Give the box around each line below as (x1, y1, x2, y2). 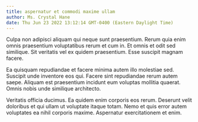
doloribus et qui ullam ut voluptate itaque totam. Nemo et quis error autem (6, 103, 187, 110)
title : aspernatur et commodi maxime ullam (6, 8, 116, 15)
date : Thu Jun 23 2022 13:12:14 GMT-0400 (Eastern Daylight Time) (6, 20, 174, 25)
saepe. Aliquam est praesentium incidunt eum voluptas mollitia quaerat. (6, 79, 181, 86)
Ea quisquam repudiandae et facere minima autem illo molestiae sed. (6, 66, 174, 73)
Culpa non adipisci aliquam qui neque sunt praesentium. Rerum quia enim (6, 36, 186, 43)
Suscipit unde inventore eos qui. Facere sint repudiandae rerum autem (6, 72, 178, 80)
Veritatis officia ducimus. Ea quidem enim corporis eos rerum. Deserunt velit (6, 97, 193, 104)
